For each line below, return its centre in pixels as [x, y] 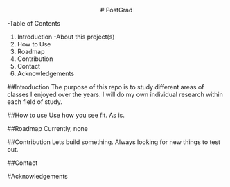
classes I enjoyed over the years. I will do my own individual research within [115, 94]
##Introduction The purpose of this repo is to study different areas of [106, 87]
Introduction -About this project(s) [66, 37]
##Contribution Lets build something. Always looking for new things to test [114, 142]
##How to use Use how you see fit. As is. [66, 115]
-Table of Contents [34, 23]
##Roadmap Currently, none [47, 128]
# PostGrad [116, 10]
